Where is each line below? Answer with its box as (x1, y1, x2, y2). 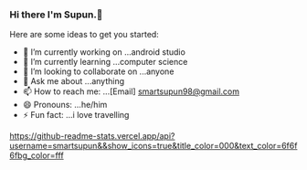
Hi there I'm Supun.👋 (9, 8, 103, 21)
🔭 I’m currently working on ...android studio (22, 47, 185, 58)
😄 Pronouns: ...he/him (22, 100, 108, 111)
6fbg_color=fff (9, 150, 64, 161)
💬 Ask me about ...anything (22, 76, 125, 87)
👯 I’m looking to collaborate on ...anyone (22, 66, 175, 77)
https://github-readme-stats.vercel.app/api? (9, 131, 175, 142)
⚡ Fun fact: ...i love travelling (22, 110, 130, 121)
